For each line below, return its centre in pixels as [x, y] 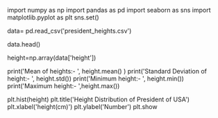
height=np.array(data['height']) [52, 58]
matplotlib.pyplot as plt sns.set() [53, 17]
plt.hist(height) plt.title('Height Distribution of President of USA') [98, 99]
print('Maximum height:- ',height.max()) [64, 86]
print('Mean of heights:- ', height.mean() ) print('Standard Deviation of [107, 71]
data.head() [24, 44]
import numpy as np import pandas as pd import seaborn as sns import [109, 10]
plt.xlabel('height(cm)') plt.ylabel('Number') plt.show [82, 107]
